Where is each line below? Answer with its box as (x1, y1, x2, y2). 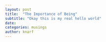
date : (5, 20, 16, 26)
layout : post (5, 7, 32, 12)
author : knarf (5, 29, 34, 34)
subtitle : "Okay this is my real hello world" (5, 16, 102, 21)
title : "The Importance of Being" (5, 12, 78, 16)
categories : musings (5, 25, 47, 30)
